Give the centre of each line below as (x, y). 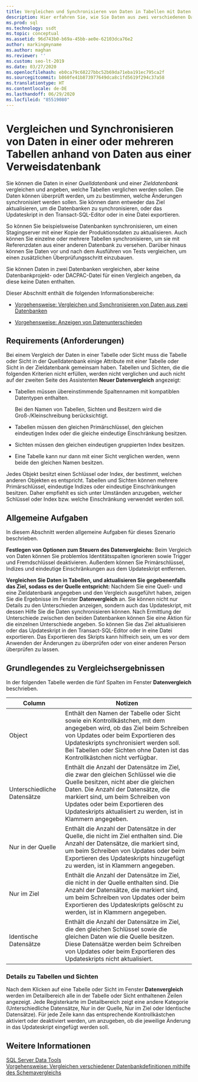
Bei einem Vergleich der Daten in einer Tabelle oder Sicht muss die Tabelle (97, 355)
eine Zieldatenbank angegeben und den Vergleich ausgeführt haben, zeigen (99, 593)
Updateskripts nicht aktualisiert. (109, 959)
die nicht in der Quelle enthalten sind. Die (122, 883)
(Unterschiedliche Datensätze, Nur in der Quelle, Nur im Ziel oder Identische (98, 1008)
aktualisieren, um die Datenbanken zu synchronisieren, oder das (84, 208)
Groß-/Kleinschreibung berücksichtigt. (61, 416)
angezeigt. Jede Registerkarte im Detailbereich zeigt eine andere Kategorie (97, 1002)
